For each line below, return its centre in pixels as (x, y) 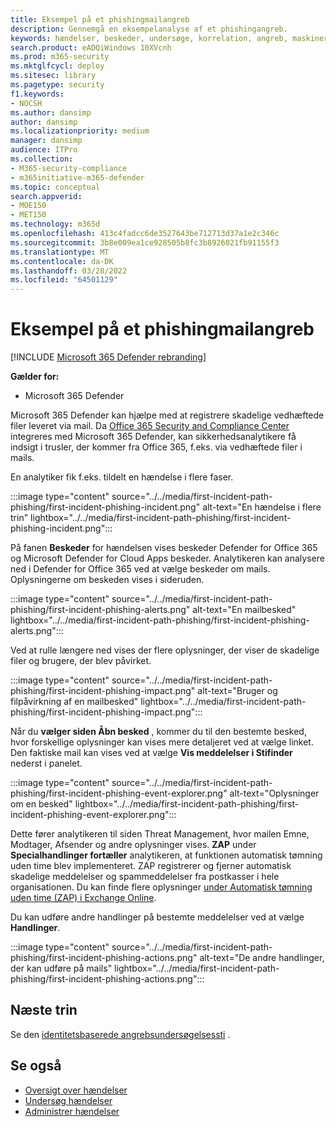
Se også (36, 1066)
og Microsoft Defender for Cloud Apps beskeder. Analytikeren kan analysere (167, 558)
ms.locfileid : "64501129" (64, 280)
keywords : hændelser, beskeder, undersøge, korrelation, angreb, (149, 38)
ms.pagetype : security (57, 85)
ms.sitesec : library (53, 76)
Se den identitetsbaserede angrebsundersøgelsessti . (120, 1034)
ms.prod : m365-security (60, 57)
